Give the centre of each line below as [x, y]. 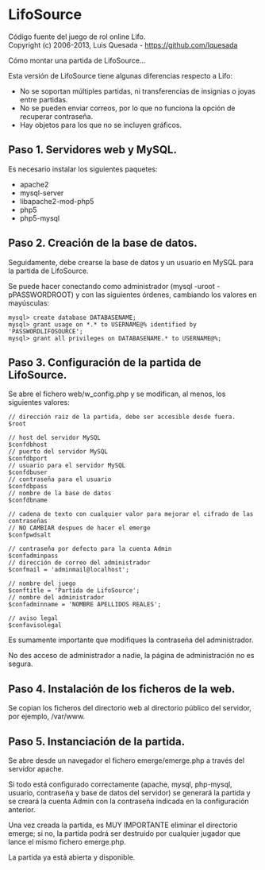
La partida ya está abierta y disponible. [72, 857]
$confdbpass [28, 487]
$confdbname [28, 500]
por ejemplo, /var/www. [47, 717]
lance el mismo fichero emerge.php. [67, 842]
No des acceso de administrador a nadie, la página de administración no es [131, 656]
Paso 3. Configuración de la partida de [105, 362]
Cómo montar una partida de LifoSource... [77, 60]
